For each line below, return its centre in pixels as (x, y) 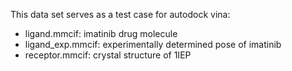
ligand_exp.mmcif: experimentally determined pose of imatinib (153, 44)
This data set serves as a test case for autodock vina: (120, 14)
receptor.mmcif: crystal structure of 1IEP (108, 55)
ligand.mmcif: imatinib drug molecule (101, 33)
